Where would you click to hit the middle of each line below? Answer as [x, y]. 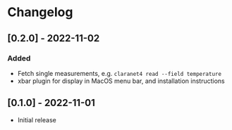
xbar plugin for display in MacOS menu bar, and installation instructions [121, 81]
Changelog [40, 12]
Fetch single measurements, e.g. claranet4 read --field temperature [120, 73]
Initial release [37, 119]
